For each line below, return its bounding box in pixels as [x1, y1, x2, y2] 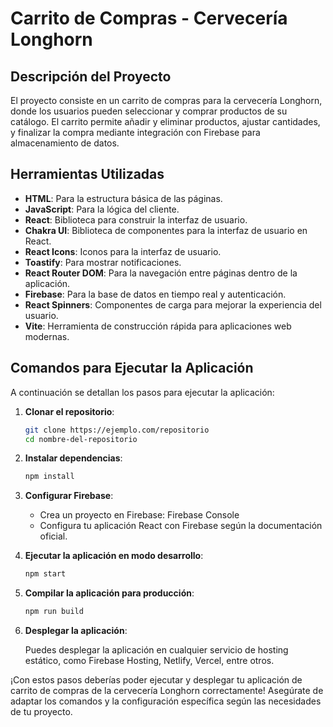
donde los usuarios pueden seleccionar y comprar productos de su [10, 105, 288, 117]
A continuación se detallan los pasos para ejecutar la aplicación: [10, 386, 275, 398]
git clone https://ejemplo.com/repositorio [24, 425, 210, 435]
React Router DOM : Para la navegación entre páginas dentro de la [24, 267, 298, 279]
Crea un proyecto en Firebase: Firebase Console [39, 509, 240, 521]
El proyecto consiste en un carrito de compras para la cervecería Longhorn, [10, 95, 323, 106]
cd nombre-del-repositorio [24, 434, 138, 444]
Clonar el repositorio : [24, 405, 115, 417]
